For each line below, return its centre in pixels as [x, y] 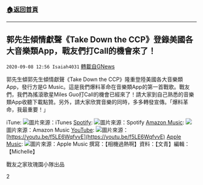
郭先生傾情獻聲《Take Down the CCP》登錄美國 [96, 40]
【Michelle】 [22, 152]
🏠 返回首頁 [22, 9]
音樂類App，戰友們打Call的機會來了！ [85, 50]
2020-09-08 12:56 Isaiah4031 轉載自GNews [60, 67]
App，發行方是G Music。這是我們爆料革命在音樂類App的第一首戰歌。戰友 [98, 87]
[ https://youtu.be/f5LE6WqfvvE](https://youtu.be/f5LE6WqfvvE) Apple [94, 137]
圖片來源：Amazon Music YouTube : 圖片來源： [67, 130]
